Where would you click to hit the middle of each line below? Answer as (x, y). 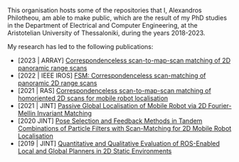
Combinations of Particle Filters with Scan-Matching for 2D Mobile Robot (124, 128)
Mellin (27, 113)
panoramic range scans (52, 68)
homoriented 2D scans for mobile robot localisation (93, 98)
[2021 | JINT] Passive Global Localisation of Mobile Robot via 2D (112, 106)
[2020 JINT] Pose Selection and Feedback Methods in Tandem (110, 121)
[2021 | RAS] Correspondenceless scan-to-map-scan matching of (114, 91)
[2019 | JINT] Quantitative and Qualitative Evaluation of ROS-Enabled (119, 144)
